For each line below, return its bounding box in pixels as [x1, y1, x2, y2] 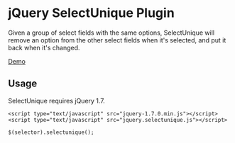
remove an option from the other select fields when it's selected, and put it [8, 35, 226, 44]
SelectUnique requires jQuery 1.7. [8, 96, 105, 105]
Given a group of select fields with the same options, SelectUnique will [8, 28, 215, 37]
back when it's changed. [8, 43, 80, 52]
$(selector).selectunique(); [8, 129, 94, 136]
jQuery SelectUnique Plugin [8, 5, 175, 21]
